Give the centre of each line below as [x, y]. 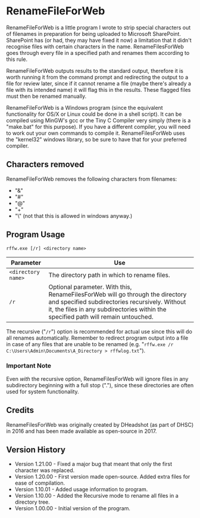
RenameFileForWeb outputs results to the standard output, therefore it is [95, 70]
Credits [20, 410]
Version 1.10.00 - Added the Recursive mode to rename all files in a [96, 496]
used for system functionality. [43, 391]
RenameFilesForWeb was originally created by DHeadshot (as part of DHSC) [100, 424]
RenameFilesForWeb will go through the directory [118, 294]
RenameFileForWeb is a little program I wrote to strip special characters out [99, 27]
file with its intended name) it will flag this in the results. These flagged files [99, 90]
